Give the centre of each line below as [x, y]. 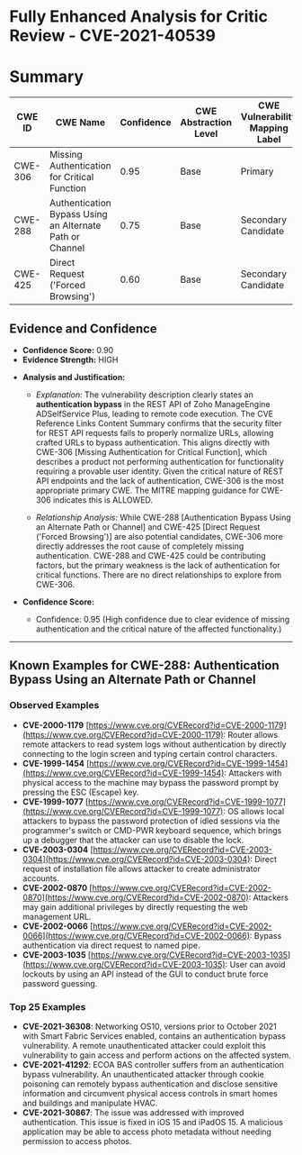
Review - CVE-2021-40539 [112, 36]
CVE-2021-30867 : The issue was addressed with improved [133, 1112]
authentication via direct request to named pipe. [111, 945]
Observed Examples [54, 705]
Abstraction [205, 123]
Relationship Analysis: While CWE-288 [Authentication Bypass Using [164, 517]
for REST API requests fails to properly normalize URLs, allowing [155, 432]
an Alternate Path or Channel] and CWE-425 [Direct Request [148, 527]
